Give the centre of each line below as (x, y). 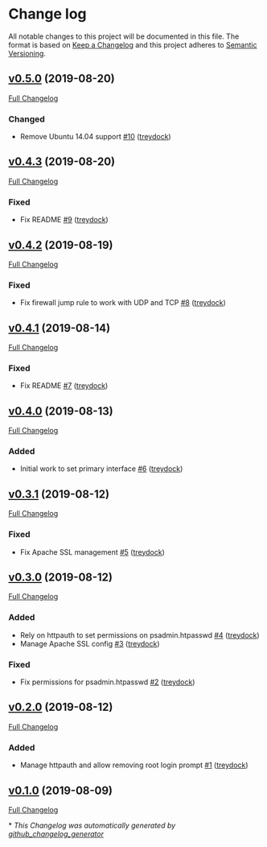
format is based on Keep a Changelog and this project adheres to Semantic (133, 44)
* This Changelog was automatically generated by (92, 825)
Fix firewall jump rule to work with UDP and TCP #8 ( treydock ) (123, 303)
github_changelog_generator (56, 833)
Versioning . (27, 53)
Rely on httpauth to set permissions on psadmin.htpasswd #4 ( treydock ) (140, 635)
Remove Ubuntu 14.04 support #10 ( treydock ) (95, 137)
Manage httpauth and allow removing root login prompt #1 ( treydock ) (134, 765)
